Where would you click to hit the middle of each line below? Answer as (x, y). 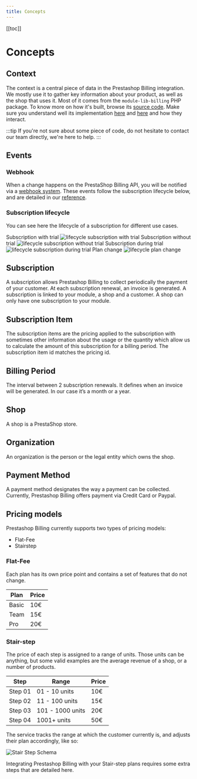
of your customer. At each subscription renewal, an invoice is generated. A (96, 289)
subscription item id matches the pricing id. (58, 352)
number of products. (31, 667)
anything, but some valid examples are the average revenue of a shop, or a (96, 661)
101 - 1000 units (61, 710)
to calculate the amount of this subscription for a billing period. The (87, 346)
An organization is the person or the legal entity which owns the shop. (91, 456)
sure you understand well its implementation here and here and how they (94, 113)
